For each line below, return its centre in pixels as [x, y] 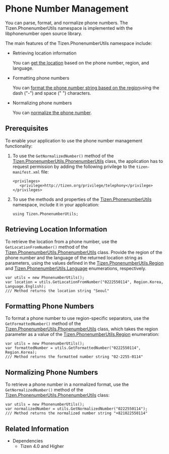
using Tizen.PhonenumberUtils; [45, 214]
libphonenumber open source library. [44, 33]
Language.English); [26, 286]
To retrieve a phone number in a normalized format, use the [67, 384]
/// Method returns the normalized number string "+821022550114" [76, 413]
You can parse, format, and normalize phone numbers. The [67, 23]
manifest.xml [26, 172]
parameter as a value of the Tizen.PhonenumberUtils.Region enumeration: [82, 334]
